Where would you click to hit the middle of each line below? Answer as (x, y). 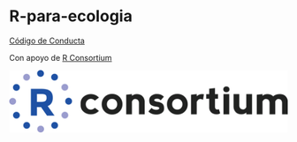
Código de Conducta (47, 41)
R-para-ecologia (71, 16)
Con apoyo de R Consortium (61, 57)
